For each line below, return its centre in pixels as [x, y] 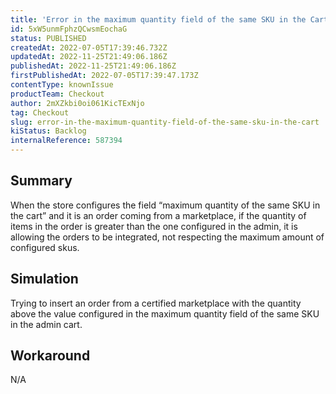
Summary [41, 181]
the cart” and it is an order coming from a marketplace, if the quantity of [158, 215]
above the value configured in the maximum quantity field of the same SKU [165, 313]
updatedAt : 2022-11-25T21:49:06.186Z [89, 57]
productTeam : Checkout [57, 94]
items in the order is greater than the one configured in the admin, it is [154, 226]
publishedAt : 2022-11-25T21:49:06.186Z [93, 66]
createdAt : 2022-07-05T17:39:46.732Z [89, 47]
